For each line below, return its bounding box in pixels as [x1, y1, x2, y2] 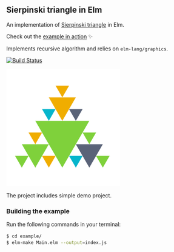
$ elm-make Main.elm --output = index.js [6, 239, 107, 245]
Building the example [6, 206, 70, 215]
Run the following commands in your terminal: [6, 221, 121, 228]
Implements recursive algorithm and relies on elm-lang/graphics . [6, 45, 169, 52]
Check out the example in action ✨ [6, 33, 93, 40]
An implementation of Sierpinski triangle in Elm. [6, 21, 124, 28]
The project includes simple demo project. [6, 191, 112, 199]
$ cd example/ [6, 233, 42, 239]
